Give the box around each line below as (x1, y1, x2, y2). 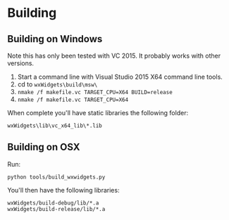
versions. (7, 59, 34, 67)
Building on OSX (7, 141, 80, 153)
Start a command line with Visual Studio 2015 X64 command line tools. (17, 72, 223, 81)
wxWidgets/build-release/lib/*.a (7, 205, 106, 212)
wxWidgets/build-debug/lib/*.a (7, 199, 99, 207)
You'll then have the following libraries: (7, 186, 120, 194)
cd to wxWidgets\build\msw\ (17, 80, 98, 89)
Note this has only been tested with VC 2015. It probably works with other (7, 51, 221, 60)
